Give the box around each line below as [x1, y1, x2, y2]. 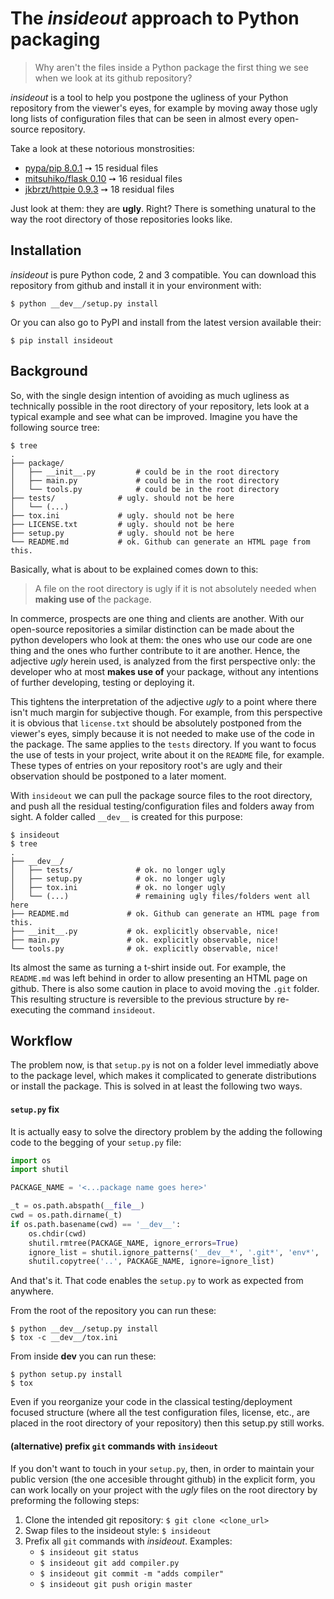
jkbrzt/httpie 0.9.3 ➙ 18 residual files [24, 183, 175, 195]
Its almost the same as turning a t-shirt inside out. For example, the [10, 961, 287, 973]
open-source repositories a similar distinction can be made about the [10, 623, 295, 635]
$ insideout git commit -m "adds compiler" [39, 1568, 225, 1579]
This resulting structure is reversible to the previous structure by [10, 993, 275, 1005]
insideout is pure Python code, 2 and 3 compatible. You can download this [10, 268, 317, 281]
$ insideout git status [39, 1547, 140, 1557]
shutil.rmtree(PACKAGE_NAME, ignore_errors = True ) [28, 1238, 240, 1248]
